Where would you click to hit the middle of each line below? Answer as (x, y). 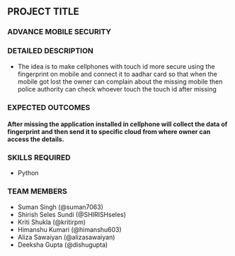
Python (28, 173)
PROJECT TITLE (43, 12)
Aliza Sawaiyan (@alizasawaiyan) (66, 237)
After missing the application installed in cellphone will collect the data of (117, 124)
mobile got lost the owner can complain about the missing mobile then (120, 82)
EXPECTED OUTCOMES (49, 107)
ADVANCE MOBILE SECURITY (59, 32)
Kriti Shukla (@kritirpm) (52, 222)
